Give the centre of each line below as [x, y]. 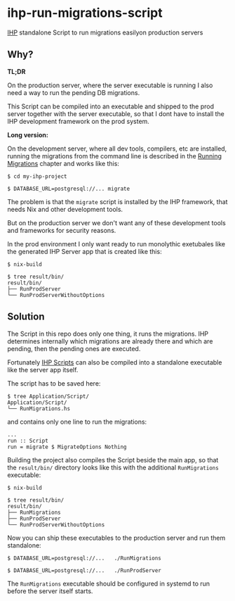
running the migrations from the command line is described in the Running [115, 156]
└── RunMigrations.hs [39, 409]
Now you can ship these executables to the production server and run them [116, 538]
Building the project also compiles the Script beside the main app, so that [113, 460]
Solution [26, 317]
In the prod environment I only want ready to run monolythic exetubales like [116, 243]
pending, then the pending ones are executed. [74, 348]
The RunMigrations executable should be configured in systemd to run [109, 583]
